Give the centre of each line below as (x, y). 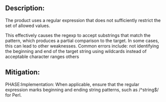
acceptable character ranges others (42, 56)
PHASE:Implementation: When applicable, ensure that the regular (72, 84)
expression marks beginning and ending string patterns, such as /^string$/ (82, 89)
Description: (25, 8)
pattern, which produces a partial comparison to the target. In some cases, (82, 40)
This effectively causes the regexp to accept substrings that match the (78, 35)
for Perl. (13, 95)
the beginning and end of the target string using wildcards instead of (76, 51)
